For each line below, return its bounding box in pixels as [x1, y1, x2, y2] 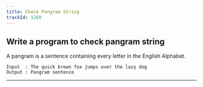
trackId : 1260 [6, 14, 42, 20]
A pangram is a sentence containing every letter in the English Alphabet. [6, 52, 186, 60]
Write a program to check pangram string [6, 37, 165, 47]
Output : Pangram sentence [6, 70, 74, 76]
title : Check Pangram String [6, 8, 80, 15]
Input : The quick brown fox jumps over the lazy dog [6, 64, 147, 70]
